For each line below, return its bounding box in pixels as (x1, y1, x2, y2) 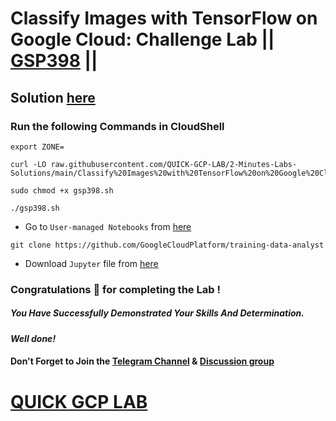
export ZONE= (10, 142, 65, 152)
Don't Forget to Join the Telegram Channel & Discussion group (10, 355, 275, 367)
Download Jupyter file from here (24, 257, 159, 269)
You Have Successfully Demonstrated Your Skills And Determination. (10, 307, 305, 319)
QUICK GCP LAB (10, 390, 148, 413)
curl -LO (10, 159, 47, 169)
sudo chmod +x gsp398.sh (10, 185, 114, 196)
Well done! (10, 332, 57, 344)
